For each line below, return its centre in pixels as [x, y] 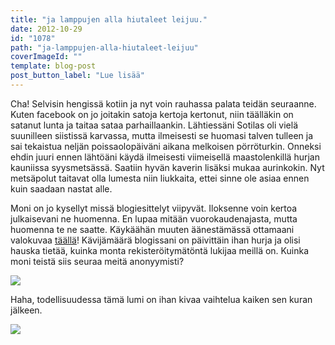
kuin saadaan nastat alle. [61, 188]
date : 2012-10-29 [46, 29]
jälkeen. [26, 310]
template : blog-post [53, 66]
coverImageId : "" [46, 57]
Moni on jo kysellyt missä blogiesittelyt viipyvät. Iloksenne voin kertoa [154, 208]
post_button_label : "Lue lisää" [77, 76]
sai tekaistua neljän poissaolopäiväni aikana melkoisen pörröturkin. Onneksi [166, 146]
